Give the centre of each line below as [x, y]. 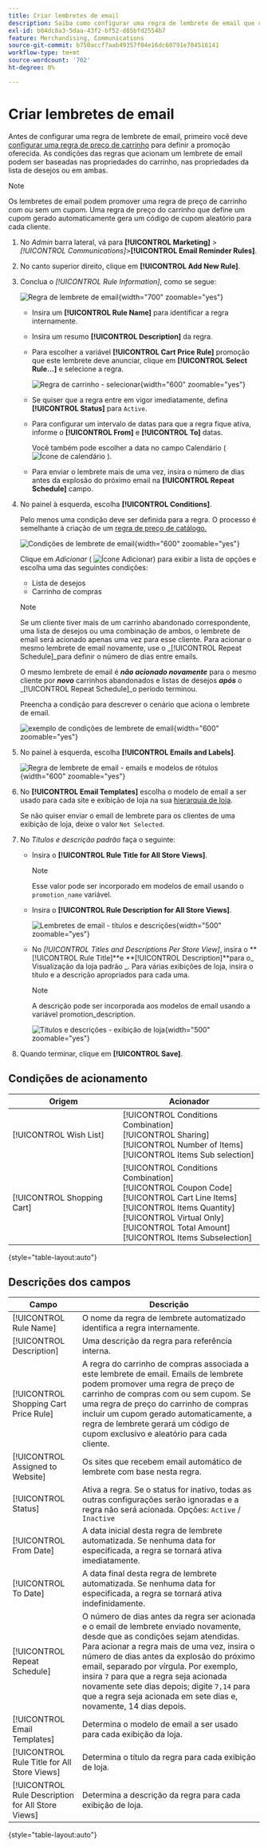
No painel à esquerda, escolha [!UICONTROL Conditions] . [116, 504]
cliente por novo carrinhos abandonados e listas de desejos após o [131, 680]
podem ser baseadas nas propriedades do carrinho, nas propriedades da [129, 161]
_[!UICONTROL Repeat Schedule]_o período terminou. [108, 688]
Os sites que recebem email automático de [162, 1462]
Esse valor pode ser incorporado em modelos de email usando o [138, 886]
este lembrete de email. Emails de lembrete [163, 1374]
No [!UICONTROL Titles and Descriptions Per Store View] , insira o [140, 949]
